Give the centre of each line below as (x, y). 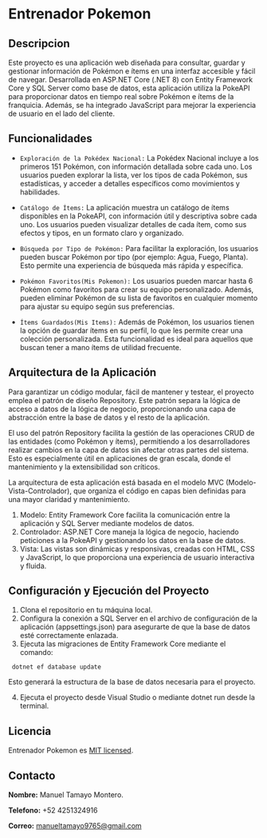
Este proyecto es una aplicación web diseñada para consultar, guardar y (127, 62)
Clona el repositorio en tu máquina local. (86, 610)
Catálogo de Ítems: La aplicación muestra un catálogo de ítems (124, 207)
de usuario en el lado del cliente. (62, 114)
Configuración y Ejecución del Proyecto (109, 591)
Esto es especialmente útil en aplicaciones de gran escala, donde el (120, 458)
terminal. (34, 706)
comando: (36, 652)
